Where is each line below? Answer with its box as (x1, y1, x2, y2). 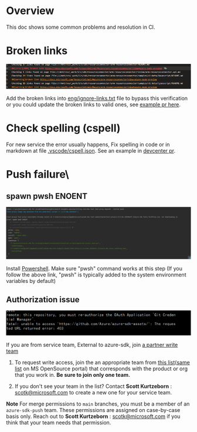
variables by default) (6, 278, 56, 285)
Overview (6, 4, 55, 18)
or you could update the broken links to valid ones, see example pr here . (6, 101, 181, 108)
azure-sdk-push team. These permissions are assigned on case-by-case (6, 406, 181, 413)
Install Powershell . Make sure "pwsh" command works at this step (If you (6, 265, 183, 272)
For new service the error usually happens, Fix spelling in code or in (6, 141, 170, 148)
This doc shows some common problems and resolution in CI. (6, 23, 155, 31)
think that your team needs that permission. (6, 419, 111, 426)
